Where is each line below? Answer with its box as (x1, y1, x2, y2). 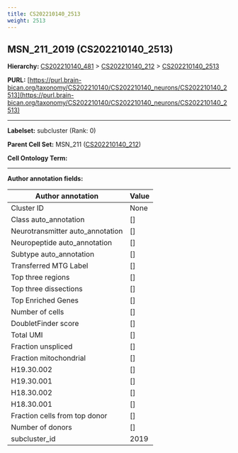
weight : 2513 (7, 17, 46, 24)
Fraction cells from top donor (11, 411, 108, 421)
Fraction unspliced (11, 342, 73, 351)
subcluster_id (11, 434, 56, 444)
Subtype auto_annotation (11, 249, 94, 259)
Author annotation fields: (7, 175, 84, 183)
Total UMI (11, 330, 43, 340)
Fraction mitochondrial (11, 353, 86, 363)
